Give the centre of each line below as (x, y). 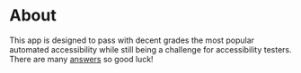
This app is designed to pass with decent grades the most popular (132, 40)
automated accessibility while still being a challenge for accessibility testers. (150, 49)
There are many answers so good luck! (82, 59)
